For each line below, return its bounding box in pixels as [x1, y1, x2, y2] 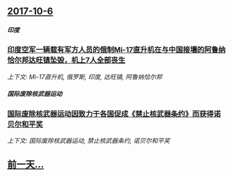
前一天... [7, 159, 45, 171]
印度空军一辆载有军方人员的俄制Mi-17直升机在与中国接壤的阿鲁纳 [7, 45, 226, 55]
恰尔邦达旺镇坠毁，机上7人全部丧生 [7, 56, 126, 65]
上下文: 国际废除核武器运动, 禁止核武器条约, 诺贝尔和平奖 [7, 137, 170, 145]
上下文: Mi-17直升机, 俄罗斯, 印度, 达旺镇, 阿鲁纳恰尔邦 [7, 72, 162, 81]
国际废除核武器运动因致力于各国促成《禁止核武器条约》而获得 [7, 109, 214, 119]
